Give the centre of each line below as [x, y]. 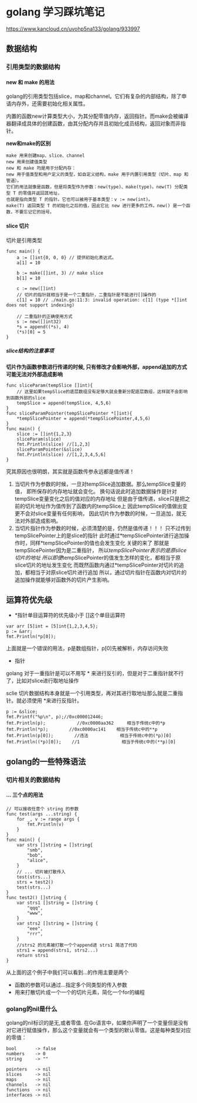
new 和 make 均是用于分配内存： [41, 169]
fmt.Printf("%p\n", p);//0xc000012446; [55, 717]
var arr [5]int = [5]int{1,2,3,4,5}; [52, 626]
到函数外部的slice [26, 398]
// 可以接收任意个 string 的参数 [43, 809]
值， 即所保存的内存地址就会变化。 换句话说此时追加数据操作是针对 [96, 491]
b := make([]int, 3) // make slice [60, 273]
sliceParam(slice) [39, 439]
